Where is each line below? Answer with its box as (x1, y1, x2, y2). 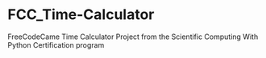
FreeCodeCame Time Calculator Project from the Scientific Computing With (7, 32, 259, 41)
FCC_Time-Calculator (7, 6, 155, 24)
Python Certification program (7, 40, 105, 49)
